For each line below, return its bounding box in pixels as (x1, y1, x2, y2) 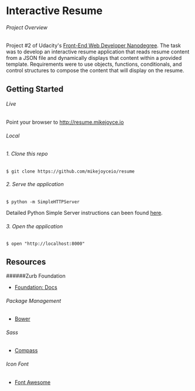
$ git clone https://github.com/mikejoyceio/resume (6, 168, 135, 174)
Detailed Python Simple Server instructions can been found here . (6, 210, 163, 216)
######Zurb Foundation (6, 272, 66, 279)
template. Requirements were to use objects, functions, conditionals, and (6, 60, 182, 68)
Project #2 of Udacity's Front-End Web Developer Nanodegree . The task (6, 42, 182, 49)
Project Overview (6, 23, 48, 31)
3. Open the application (6, 223, 63, 230)
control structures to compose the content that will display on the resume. (6, 67, 184, 74)
